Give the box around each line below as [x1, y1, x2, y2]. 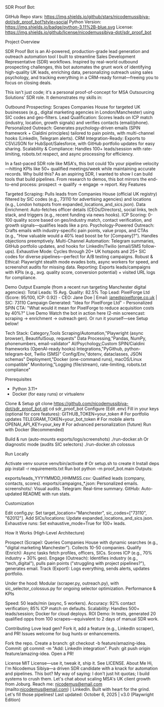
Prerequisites [5, 376, 32, 382]
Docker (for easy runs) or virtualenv [12, 391, 85, 397]
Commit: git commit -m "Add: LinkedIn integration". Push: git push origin [5, 646, 151, 651]
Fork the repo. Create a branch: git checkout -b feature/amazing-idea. [5, 640, 147, 646]
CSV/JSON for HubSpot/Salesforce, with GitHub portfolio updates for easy [5, 141, 155, 147]
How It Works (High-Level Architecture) [5, 530, 85, 535]
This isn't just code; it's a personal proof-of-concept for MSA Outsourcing [5, 89, 154, 95]
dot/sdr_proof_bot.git [5, 406, 48, 412]
